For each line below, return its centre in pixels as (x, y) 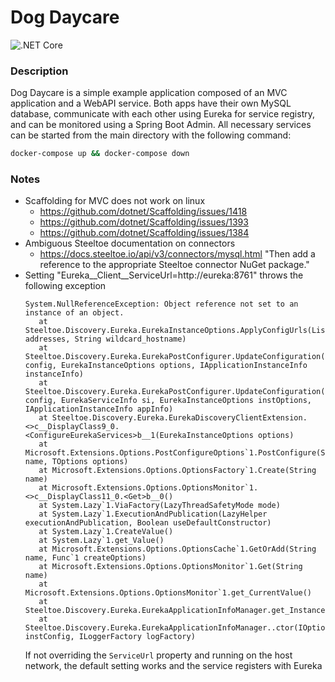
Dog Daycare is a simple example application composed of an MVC (149, 93)
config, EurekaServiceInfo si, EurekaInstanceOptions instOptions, (168, 401)
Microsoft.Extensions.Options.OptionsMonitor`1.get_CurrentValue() (168, 593)
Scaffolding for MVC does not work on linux (115, 201)
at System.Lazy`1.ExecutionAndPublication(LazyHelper (153, 514)
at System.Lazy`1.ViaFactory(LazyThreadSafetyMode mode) (159, 506)
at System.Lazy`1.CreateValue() (106, 532)
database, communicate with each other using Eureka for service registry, (162, 114)
